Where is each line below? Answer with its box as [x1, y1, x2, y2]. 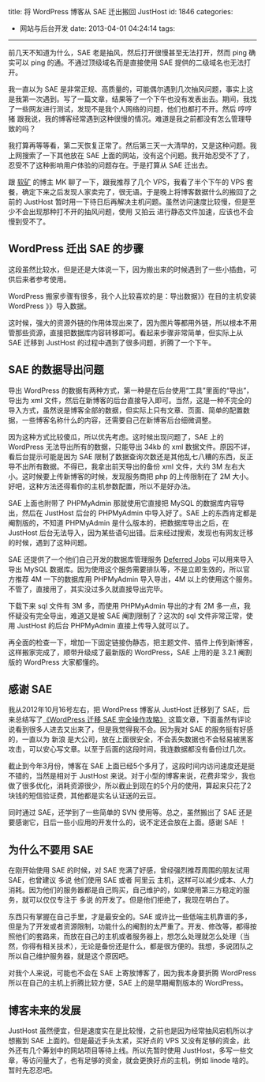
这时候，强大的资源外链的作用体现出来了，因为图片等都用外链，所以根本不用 [8, 318, 257, 327]
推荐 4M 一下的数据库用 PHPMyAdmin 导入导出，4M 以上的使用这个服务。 [14, 574, 257, 583]
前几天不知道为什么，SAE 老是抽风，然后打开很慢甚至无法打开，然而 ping [8, 48, 247, 57]
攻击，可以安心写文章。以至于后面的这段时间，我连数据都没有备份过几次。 [8, 745, 250, 754]
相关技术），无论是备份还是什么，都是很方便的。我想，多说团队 [42, 941, 247, 951]
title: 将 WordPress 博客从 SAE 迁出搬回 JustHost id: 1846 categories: [8, 7, 233, 16]
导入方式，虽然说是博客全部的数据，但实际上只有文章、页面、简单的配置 [8, 405, 243, 415]
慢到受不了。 [8, 217, 50, 226]
